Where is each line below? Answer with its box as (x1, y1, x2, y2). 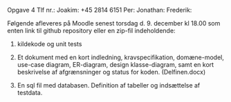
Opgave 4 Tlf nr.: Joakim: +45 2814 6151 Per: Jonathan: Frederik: (7, 6, 192, 14)
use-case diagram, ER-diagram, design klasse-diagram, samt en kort (17, 61, 214, 68)
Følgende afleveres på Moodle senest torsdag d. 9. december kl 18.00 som (7, 19, 221, 27)
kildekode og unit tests (17, 40, 82, 48)
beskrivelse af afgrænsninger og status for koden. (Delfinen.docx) (17, 68, 206, 76)
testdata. (17, 89, 43, 96)
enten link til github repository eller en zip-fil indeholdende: (7, 27, 176, 34)
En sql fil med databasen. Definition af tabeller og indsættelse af (17, 81, 201, 89)
